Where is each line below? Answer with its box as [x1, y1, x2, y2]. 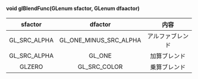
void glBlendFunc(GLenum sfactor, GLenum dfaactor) [6, 5, 140, 12]
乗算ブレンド [150, 63, 186, 71]
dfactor [89, 21, 111, 29]
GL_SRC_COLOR [77, 62, 123, 71]
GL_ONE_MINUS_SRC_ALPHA [59, 36, 141, 44]
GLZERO [19, 62, 43, 71]
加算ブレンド [150, 52, 186, 60]
